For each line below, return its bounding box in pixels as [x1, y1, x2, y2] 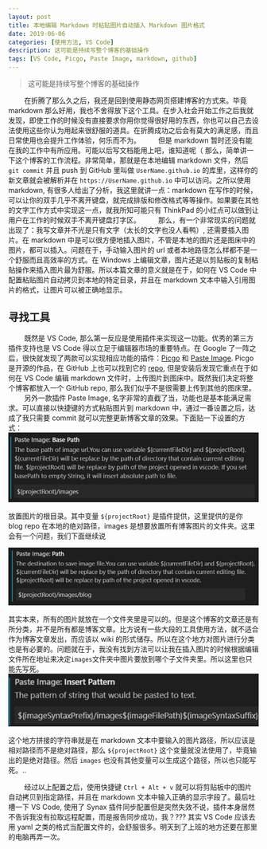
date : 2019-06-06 [8, 29, 66, 37]
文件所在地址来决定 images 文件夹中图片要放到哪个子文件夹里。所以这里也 [8, 654, 246, 664]
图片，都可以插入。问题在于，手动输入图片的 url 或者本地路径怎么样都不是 [8, 246, 251, 254]
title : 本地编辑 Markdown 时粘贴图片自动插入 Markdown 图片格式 [8, 21, 205, 29]
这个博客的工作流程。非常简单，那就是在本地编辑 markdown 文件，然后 [14, 155, 249, 165]
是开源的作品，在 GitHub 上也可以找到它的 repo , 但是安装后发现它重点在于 [8, 363, 251, 372]
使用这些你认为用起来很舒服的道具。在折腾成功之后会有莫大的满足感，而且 [14, 126, 259, 135]
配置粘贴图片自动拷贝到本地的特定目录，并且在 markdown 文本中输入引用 [8, 275, 249, 285]
